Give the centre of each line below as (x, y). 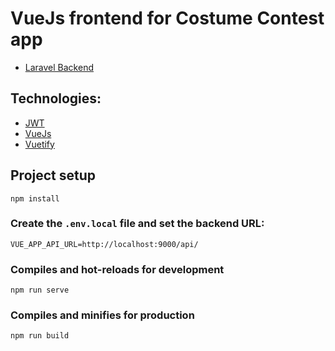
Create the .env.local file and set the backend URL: (137, 224)
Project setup (53, 175)
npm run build (40, 336)
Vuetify (39, 144)
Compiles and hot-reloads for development (117, 269)
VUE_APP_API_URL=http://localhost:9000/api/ (104, 244)
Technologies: (56, 98)
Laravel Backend (59, 67)
